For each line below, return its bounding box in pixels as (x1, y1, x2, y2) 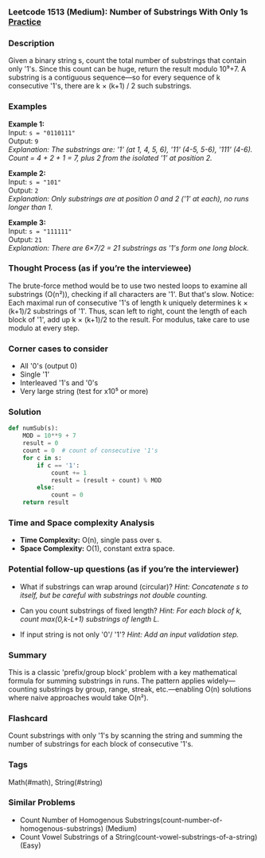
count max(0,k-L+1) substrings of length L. (19, 614, 160, 623)
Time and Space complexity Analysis (8, 517, 155, 528)
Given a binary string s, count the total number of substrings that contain (8, 56, 247, 65)
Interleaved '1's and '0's (19, 378, 99, 388)
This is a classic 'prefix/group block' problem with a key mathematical (8, 667, 237, 677)
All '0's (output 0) (19, 361, 78, 371)
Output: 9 (8, 136, 39, 146)
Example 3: (8, 217, 46, 227)
